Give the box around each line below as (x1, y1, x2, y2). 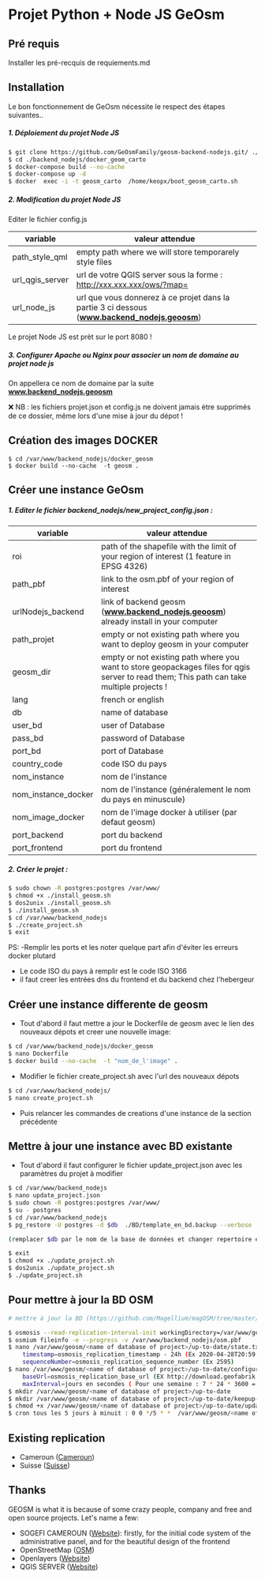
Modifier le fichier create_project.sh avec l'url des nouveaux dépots (19, 1071, 240, 1080)
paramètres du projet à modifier (19, 1169, 124, 1178)
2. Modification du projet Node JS (8, 194, 121, 204)
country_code (12, 759, 63, 770)
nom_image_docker (12, 812, 85, 823)
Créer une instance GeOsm (8, 484, 144, 497)
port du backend (101, 830, 163, 841)
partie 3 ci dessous (76, 302, 147, 313)
